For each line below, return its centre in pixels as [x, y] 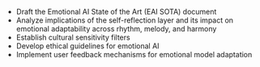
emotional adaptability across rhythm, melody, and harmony [116, 29]
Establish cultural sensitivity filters [73, 37]
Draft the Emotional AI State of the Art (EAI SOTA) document [116, 12]
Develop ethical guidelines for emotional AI [87, 46]
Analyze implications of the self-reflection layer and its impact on [124, 20]
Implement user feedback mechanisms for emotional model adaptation [134, 54]
